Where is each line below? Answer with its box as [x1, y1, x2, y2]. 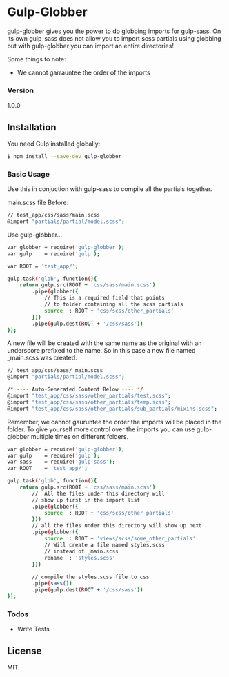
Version [7, 86, 34, 95]
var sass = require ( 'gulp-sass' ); [7, 458, 116, 466]
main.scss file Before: [7, 198, 69, 207]
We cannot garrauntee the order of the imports [17, 68, 150, 77]
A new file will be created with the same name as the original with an [7, 339, 202, 347]
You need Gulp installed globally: [7, 139, 101, 148]
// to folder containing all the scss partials [43, 301, 184, 308]
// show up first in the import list [32, 496, 140, 504]
